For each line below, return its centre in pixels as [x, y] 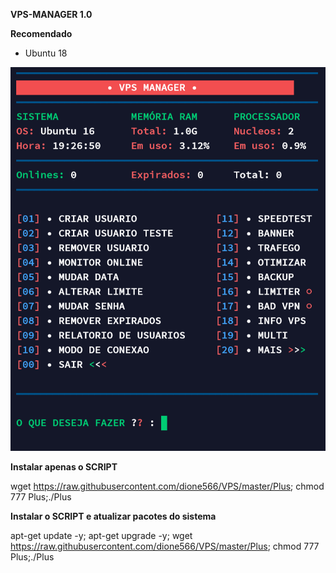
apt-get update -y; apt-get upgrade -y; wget [101, 535]
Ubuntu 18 [46, 53]
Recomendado [41, 33]
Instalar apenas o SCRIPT [64, 466]
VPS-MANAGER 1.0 [51, 14]
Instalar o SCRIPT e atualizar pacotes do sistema [113, 516]
